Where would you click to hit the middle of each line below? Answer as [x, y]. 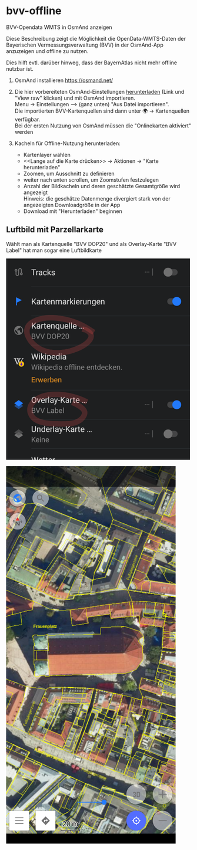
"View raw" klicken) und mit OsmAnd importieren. [75, 98]
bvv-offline [34, 11]
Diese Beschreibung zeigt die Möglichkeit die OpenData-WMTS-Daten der [96, 38]
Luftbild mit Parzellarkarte [55, 230]
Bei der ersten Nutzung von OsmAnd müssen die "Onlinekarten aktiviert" [103, 126]
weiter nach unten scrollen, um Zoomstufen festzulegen [91, 180]
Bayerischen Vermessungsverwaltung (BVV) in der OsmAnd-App [85, 45]
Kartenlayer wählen [47, 155]
